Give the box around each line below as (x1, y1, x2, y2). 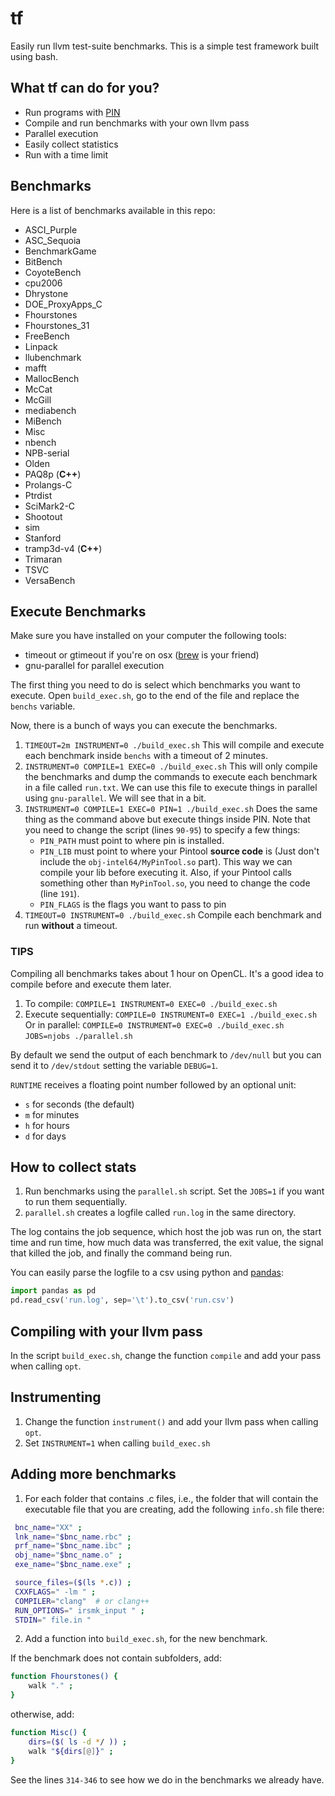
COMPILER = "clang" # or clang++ (14, 1596, 150, 1606)
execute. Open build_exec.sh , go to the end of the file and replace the (10, 690, 300, 702)
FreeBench (24, 330, 70, 342)
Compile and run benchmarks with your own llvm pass (24, 117, 250, 129)
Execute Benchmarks (10, 603, 147, 620)
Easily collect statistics (24, 138, 119, 150)
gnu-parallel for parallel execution (24, 660, 165, 672)
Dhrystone (24, 287, 69, 299)
